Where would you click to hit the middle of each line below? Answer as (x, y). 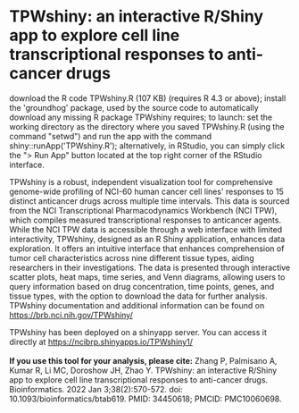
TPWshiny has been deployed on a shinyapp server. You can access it (138, 332)
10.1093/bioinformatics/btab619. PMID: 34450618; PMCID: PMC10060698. (145, 399)
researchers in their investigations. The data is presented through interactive (150, 267)
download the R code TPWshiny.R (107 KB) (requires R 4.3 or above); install (148, 98)
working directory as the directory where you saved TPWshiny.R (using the (147, 126)
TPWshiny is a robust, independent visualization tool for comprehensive (141, 181)
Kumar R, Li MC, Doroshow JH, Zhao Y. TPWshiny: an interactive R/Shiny (143, 370)
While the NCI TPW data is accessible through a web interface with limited (146, 229)
